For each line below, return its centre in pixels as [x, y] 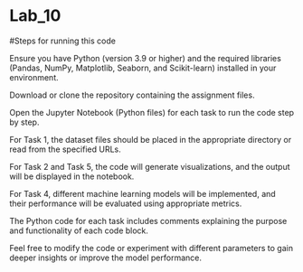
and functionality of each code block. [79, 230]
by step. [24, 122]
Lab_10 [35, 16]
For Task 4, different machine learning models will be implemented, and [142, 193]
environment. [34, 77]
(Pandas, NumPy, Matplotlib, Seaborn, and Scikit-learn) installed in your [143, 68]
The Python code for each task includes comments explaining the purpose [148, 220]
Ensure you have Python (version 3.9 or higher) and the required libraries [146, 58]
